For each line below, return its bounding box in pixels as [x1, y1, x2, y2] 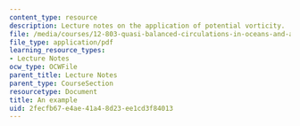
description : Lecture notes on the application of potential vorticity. [9, 21, 286, 30]
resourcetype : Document [9, 87, 98, 96]
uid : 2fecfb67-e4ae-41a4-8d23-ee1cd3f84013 [9, 104, 174, 113]
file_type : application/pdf [9, 37, 114, 47]
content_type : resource [9, 12, 98, 22]
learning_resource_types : [9, 46, 105, 55]
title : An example [9, 95, 78, 105]
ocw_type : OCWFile [9, 63, 78, 72]
